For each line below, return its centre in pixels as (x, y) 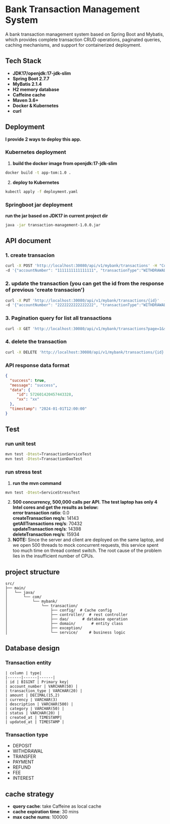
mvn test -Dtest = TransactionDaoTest (44, 459)
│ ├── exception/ (44, 628)
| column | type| (24, 673)
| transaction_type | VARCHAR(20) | (44, 691)
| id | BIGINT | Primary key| (37, 682)
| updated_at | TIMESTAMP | (35, 722)
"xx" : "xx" (28, 400)
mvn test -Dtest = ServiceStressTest (43, 492)
